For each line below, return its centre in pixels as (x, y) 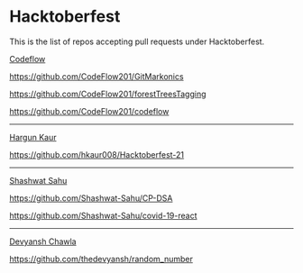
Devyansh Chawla (43, 241)
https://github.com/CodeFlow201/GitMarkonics (96, 76)
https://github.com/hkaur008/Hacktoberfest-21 (97, 154)
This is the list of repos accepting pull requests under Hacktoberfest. (137, 41)
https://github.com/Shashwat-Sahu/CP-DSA (91, 198)
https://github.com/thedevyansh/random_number (101, 259)
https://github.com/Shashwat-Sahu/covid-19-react (103, 215)
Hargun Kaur (33, 137)
